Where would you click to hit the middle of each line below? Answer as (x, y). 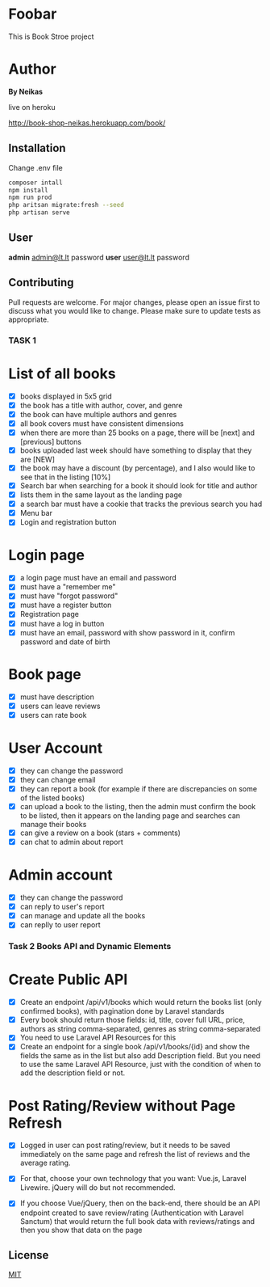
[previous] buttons (51, 441)
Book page (45, 674)
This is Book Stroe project (51, 36)
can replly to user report (60, 925)
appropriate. (29, 319)
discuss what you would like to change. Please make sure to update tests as (135, 310)
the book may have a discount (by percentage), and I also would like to (137, 468)
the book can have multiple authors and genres (98, 414)
